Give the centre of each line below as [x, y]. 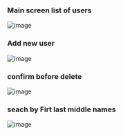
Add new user [31, 44]
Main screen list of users [49, 10]
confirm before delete [45, 76]
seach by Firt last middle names [61, 109]
